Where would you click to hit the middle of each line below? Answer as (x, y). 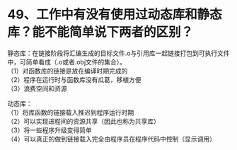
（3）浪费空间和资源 (37, 88)
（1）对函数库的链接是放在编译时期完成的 (68, 71)
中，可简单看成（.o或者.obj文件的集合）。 (67, 62)
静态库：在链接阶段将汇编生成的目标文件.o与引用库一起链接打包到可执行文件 (118, 53)
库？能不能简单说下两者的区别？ (100, 32)
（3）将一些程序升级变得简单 (50, 130)
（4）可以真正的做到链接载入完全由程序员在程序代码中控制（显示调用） (112, 139)
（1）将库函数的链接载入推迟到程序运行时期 (71, 112)
